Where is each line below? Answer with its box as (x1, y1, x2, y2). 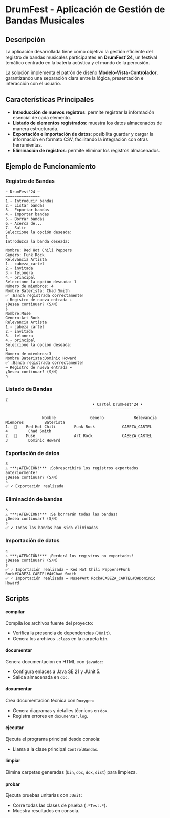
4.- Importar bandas (5, 212, 50, 217)
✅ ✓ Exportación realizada (5, 484, 64, 489)
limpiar (5, 757, 20, 764)
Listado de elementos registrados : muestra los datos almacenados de (12, 120, 162, 126)
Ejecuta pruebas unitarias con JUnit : (5, 792, 82, 798)
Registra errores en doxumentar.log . (12, 713, 89, 719)
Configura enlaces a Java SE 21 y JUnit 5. (12, 668, 101, 675)
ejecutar (5, 724, 24, 731)
